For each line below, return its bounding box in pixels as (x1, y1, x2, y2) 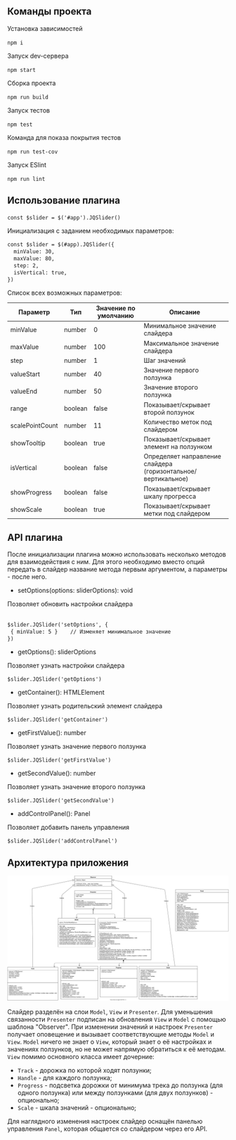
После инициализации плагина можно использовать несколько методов (7, 550, 226, 558)
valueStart (10, 369, 41, 378)
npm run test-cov (7, 148, 58, 155)
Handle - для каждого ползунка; (17, 1073, 112, 1082)
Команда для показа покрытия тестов (7, 133, 122, 141)
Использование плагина (7, 195, 121, 207)
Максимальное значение (143, 339, 219, 347)
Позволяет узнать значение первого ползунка (7, 742, 146, 751)
